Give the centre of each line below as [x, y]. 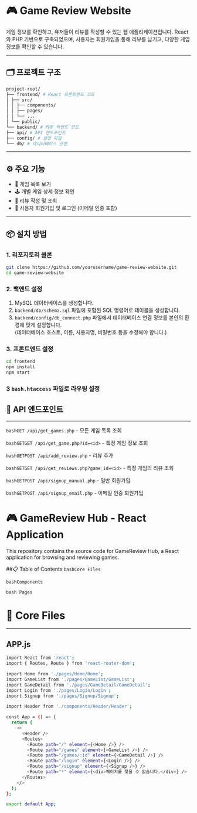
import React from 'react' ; [40, 658]
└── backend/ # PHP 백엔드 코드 [43, 127]
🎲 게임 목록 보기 [33, 184]
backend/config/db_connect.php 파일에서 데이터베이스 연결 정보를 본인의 [99, 317]
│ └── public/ [23, 122]
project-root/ [23, 89]
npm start [18, 372]
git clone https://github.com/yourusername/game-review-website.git [91, 267]
